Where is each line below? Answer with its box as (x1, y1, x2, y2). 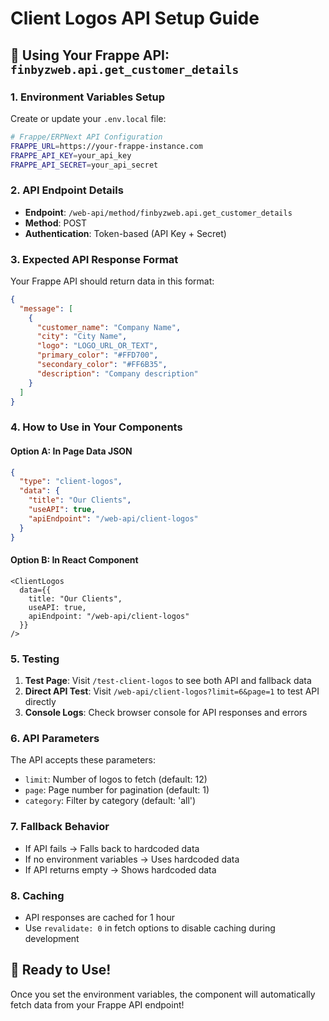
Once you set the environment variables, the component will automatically (10, 988, 316, 1000)
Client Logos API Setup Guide (10, 7, 260, 30)
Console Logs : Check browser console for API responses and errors (24, 707, 308, 719)
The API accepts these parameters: (10, 754, 157, 766)
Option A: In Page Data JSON (10, 445, 133, 457)
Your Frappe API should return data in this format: (10, 275, 215, 287)
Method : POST (24, 217, 88, 229)
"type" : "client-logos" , (19, 477, 123, 487)
